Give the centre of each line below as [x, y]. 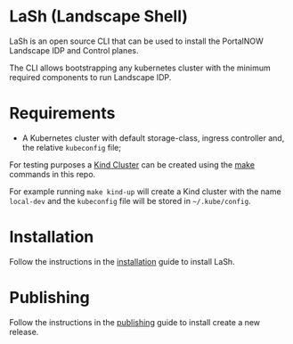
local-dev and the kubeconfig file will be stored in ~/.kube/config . [130, 201]
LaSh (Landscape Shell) [99, 16]
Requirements [62, 114]
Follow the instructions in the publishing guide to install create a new [135, 322]
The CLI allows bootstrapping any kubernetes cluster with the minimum [140, 68]
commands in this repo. [53, 174]
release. [24, 332]
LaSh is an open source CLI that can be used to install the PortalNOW [137, 41]
